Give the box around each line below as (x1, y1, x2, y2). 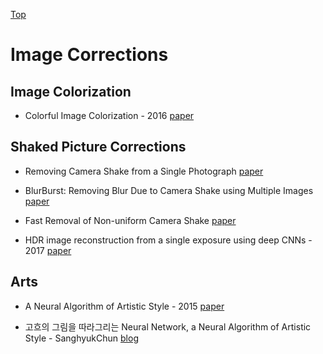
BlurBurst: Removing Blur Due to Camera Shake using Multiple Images (24, 184, 314, 196)
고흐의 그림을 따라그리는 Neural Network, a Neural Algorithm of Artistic (24, 320, 312, 333)
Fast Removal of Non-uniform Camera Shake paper (24, 214, 237, 226)
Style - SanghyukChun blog (24, 332, 139, 344)
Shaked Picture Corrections (10, 139, 187, 156)
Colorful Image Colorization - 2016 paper (24, 110, 195, 121)
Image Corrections (10, 44, 169, 66)
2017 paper (24, 244, 72, 256)
